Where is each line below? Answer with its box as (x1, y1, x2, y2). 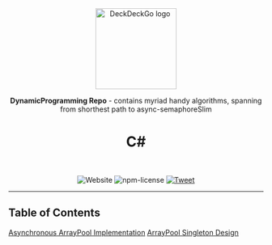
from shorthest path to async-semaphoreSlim (60, 104, 212, 114)
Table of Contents (8, 206, 101, 220)
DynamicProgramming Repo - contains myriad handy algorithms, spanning (10, 96, 262, 105)
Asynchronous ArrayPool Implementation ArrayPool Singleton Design (8, 227, 239, 237)
